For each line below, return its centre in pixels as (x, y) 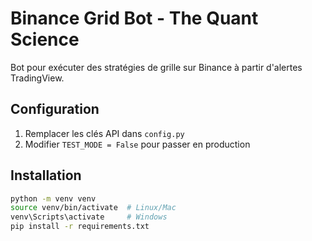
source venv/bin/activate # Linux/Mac (93, 208)
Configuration (55, 109)
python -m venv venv (53, 198)
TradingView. (37, 78)
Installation (46, 175)
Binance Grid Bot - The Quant (134, 18)
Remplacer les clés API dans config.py (104, 133)
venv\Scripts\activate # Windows (89, 217)
